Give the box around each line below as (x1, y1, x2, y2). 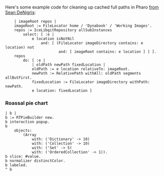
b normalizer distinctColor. (5, 158, 66, 164)
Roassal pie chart (5, 99, 48, 106)
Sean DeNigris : (5, 9, 36, 15)
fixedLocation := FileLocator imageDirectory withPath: (31, 80, 150, 85)
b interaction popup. (5, 120, 50, 125)
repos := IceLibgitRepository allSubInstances (14, 28, 112, 33)
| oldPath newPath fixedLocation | (31, 62, 106, 67)
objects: (14, 128, 32, 133)
